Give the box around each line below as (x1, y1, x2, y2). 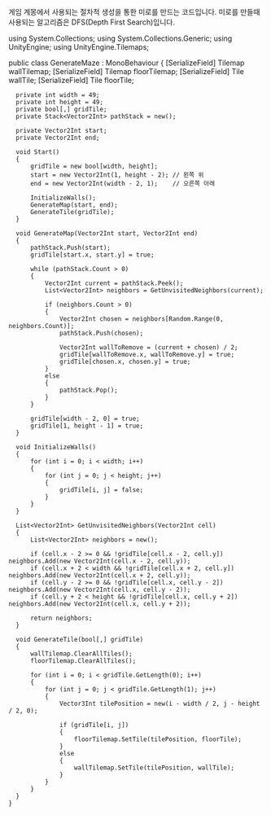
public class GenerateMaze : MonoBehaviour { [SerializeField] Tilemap (8, 58, 245, 68)
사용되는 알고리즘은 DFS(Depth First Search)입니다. (8, 17, 175, 27)
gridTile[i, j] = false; (59, 486, 144, 494)
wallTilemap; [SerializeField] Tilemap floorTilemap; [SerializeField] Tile (8, 67, 244, 76)
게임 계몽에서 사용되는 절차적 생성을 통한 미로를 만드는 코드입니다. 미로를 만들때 (8, 7, 260, 16)
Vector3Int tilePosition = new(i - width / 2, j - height (59, 699, 260, 708)
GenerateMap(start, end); (29, 201, 118, 209)
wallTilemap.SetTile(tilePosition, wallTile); (73, 764, 234, 772)
